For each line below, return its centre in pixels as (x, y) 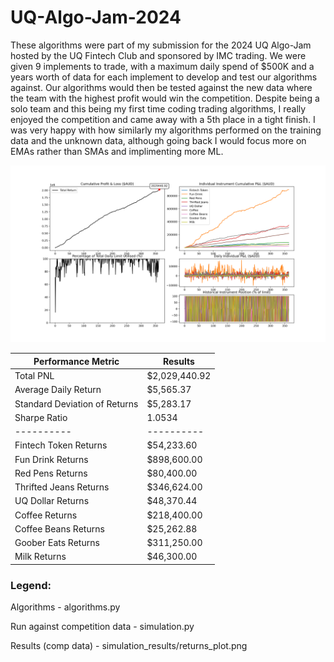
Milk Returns (40, 557)
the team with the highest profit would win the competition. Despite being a (165, 98)
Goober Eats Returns (57, 543)
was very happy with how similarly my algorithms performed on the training (166, 130)
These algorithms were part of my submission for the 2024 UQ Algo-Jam (161, 45)
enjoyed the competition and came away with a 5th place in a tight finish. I (163, 119)
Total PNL (34, 376)
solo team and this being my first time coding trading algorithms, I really (158, 108)
